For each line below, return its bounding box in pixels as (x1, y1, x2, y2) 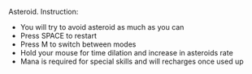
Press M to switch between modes (20, 39, 137, 49)
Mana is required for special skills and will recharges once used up (20, 56, 244, 66)
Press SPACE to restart (20, 31, 98, 40)
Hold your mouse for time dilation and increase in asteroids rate (20, 48, 233, 57)
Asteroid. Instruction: (8, 7, 79, 16)
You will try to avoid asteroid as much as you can (20, 23, 185, 31)
